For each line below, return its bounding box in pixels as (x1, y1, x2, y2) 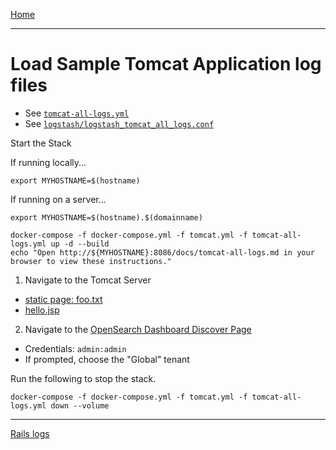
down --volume (50, 400, 110, 411)
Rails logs (10, 427, 50, 439)
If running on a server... (10, 193, 107, 205)
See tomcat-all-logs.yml (24, 107, 130, 119)
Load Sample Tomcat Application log (10, 53, 322, 76)
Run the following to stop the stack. (10, 372, 157, 384)
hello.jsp (24, 304, 60, 316)
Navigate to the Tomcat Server (24, 274, 152, 286)
